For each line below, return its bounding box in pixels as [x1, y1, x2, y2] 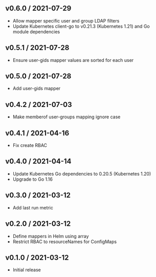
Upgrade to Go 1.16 [12, 176, 53, 182]
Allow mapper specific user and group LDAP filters [12, 17, 120, 24]
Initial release [12, 267, 41, 273]
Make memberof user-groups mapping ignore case [12, 114, 121, 120]
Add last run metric [12, 204, 54, 210]
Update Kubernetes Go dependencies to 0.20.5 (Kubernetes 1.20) [12, 171, 151, 177]
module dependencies [12, 28, 60, 35]
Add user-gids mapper [12, 86, 61, 92]
